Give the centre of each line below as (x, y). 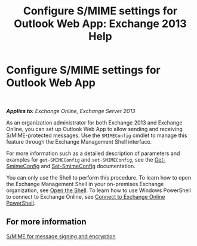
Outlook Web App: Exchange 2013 (100, 24)
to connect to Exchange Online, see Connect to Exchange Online (86, 196)
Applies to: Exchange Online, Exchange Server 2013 (71, 111)
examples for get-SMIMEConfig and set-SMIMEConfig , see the (80, 159)
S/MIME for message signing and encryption (61, 236)
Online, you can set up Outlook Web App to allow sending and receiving (95, 129)
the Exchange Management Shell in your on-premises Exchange (85, 184)
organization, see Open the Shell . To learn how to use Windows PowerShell (98, 190)
